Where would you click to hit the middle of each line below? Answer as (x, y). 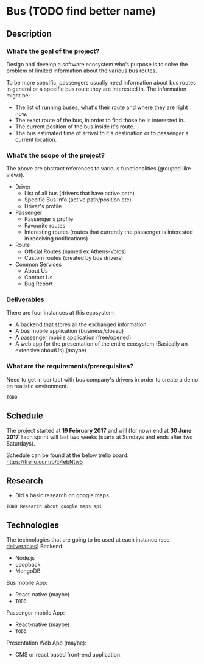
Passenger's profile (49, 219)
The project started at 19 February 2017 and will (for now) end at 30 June (99, 430)
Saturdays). (21, 443)
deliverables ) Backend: (35, 547)
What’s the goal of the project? (53, 51)
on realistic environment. (37, 386)
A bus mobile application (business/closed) (69, 331)
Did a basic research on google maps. (63, 495)
